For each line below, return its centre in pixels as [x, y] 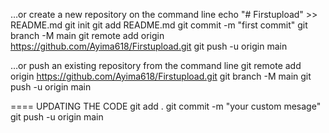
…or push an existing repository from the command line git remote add [156, 65]
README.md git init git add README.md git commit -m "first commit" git [159, 25]
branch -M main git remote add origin [87, 35]
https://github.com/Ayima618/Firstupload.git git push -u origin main [149, 46]
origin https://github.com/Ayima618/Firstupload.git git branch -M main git [161, 76]
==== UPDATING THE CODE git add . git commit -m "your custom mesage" [166, 106]
